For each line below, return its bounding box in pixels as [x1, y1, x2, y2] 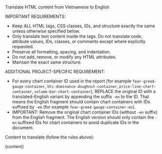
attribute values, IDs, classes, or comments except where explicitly [12, 38, 146, 44]
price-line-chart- [119, 84, 156, 89]
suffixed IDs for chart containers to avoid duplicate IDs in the [17, 119, 139, 125]
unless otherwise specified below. [12, 28, 81, 34]
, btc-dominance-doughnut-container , [45, 83, 118, 89]
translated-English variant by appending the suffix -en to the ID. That [12, 94, 149, 99]
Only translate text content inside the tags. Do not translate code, [12, 34, 143, 39]
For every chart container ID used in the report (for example [12, 78, 132, 84]
